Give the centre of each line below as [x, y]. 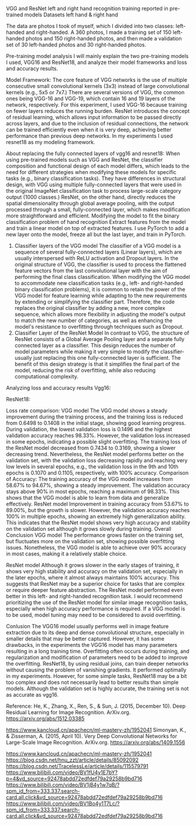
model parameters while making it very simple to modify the [87, 352]
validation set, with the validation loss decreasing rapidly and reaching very [97, 460]
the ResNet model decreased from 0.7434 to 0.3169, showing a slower [91, 448]
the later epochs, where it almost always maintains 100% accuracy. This [93, 577]
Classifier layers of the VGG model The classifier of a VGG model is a [98, 246]
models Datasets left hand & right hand [71, 15]
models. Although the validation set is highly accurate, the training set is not [97, 688]
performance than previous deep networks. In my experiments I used [90, 136]
